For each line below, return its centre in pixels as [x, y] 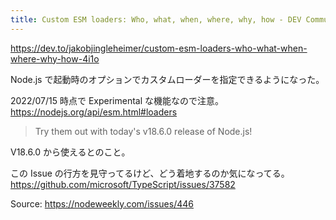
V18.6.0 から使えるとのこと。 [70, 152]
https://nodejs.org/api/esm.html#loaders [94, 112]
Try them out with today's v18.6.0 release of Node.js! [143, 131]
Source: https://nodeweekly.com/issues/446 [102, 203]
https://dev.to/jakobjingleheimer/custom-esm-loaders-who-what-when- [159, 48]
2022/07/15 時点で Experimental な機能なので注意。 [117, 100]
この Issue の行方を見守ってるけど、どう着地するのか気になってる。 [150, 173]
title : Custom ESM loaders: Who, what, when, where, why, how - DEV [156, 19]
